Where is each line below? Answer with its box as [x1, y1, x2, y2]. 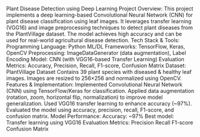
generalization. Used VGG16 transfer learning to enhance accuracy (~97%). [6, 100, 192, 107]
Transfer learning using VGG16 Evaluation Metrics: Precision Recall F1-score [6, 119, 193, 126]
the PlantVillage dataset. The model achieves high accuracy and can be [6, 30, 182, 38]
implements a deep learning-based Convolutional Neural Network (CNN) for [6, 11, 193, 18]
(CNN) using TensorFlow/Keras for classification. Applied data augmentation [6, 88, 195, 94]
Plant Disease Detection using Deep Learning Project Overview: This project [6, 5, 193, 12]
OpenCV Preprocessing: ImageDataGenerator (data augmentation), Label [6, 49, 186, 56]
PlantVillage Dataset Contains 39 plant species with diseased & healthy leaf [6, 68, 192, 75]
